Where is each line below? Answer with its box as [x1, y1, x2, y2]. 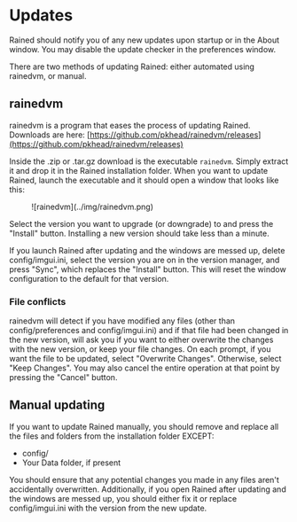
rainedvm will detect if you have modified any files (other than [9, 316, 236, 326]
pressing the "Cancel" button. [9, 372, 118, 383]
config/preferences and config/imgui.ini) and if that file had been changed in [9, 325, 289, 336]
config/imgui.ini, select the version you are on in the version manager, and [9, 254, 280, 265]
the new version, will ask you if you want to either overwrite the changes [9, 334, 274, 346]
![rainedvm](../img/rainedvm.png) [31, 201, 153, 212]
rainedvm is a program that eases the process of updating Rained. [9, 120, 251, 130]
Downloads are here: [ [9, 129, 90, 140]
